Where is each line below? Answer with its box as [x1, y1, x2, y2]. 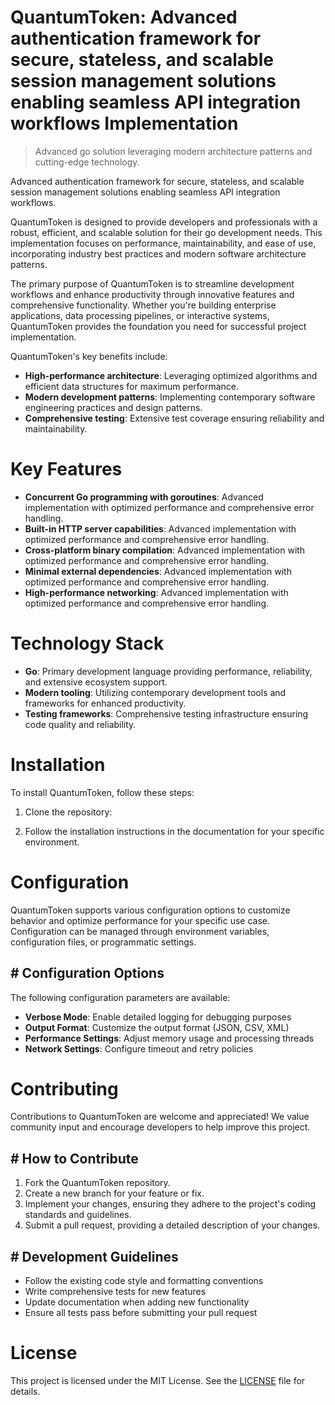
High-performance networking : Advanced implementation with [24, 586, 289, 598]
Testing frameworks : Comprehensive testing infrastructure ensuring [24, 707, 309, 720]
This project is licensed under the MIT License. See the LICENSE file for [10, 1375, 306, 1386]
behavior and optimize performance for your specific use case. [10, 914, 270, 926]
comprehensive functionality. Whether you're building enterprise [10, 299, 277, 311]
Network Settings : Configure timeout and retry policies [24, 1042, 254, 1055]
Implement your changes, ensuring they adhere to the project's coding [24, 1198, 317, 1210]
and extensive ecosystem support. [24, 676, 168, 688]
